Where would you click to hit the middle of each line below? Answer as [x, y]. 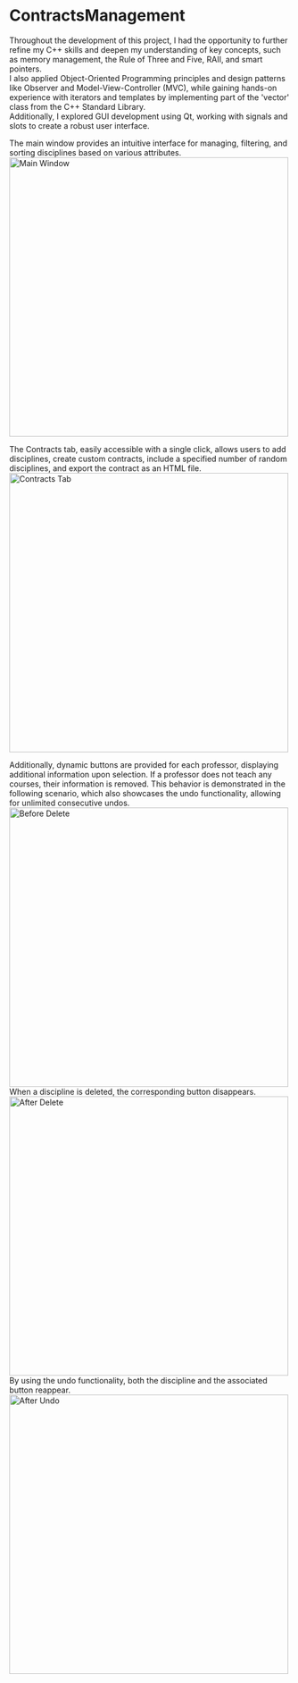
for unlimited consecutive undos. [70, 803]
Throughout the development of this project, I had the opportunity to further [149, 40]
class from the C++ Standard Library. [77, 106]
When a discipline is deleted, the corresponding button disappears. [132, 1091]
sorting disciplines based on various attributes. [95, 152]
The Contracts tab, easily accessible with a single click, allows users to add [148, 449]
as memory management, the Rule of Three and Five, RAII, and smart [136, 59]
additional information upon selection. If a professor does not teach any [141, 774]
